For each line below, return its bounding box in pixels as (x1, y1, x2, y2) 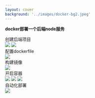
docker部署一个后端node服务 (5, 25, 65, 32)
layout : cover (5, 7, 34, 12)
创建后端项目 (5, 36, 31, 42)
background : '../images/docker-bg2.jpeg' (5, 12, 91, 17)
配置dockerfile (5, 48, 34, 54)
